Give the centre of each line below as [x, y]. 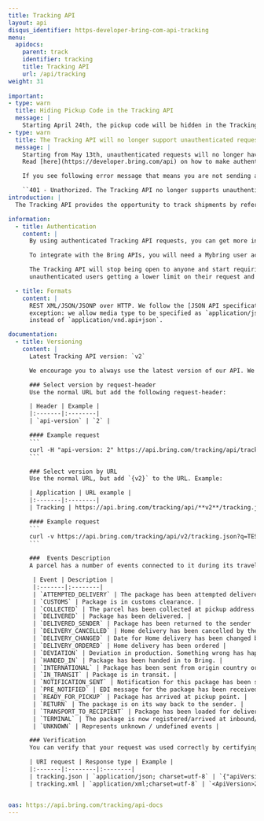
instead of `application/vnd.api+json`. [96, 320]
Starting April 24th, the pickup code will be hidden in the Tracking [140, 125]
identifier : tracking [57, 60]
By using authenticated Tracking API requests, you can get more [138, 241]
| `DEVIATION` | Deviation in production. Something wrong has [138, 653]
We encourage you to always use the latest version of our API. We [142, 371]
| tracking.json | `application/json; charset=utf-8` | [122, 776]
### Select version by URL [73, 472]
